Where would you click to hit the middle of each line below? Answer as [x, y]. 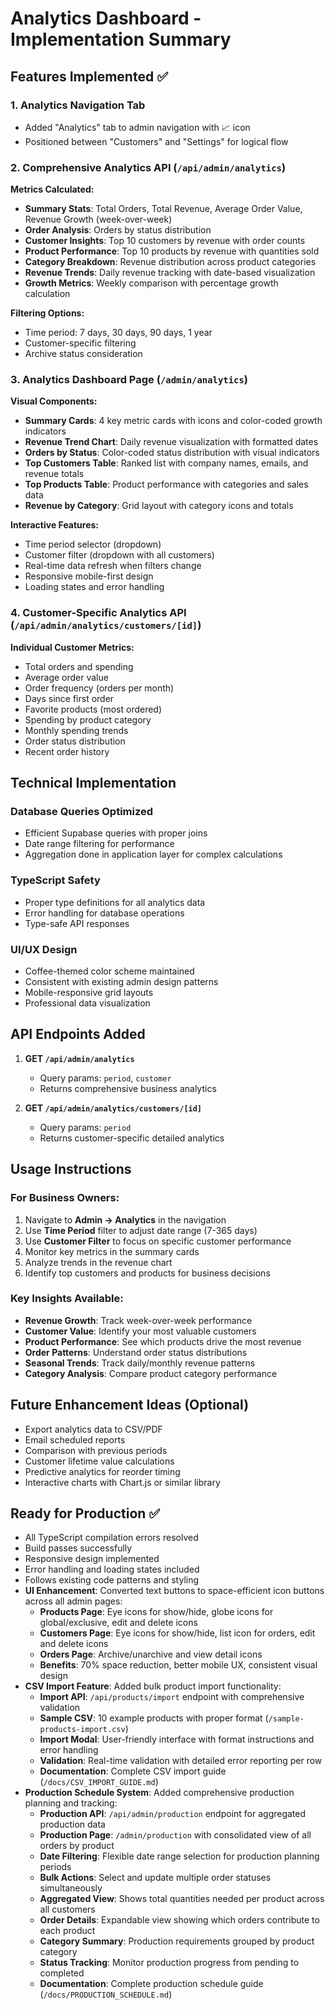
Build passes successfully [78, 1548]
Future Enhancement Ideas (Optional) [130, 1405]
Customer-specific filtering [80, 343]
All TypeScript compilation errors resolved [111, 1538]
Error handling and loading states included [112, 1569]
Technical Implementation [93, 783]
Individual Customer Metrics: [72, 647]
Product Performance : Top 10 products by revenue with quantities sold [172, 251]
